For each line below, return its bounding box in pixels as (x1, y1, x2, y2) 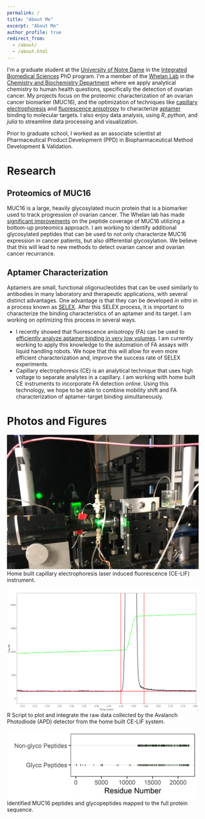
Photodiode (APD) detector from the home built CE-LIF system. (7, 718, 165, 726)
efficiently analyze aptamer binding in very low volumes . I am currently (15, 334, 193, 342)
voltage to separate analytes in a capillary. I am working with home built (15, 373, 196, 381)
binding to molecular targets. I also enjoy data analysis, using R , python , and (7, 111, 198, 118)
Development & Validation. (7, 142, 73, 150)
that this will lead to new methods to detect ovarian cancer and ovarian (7, 243, 185, 250)
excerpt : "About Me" (7, 23, 60, 29)
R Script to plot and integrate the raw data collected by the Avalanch (7, 712, 178, 719)
